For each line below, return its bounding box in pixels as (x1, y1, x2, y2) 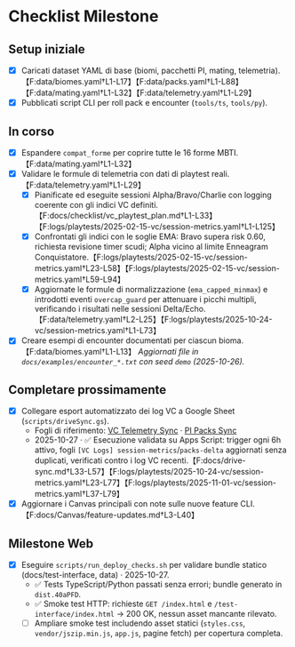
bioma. (218, 335, 244, 346)
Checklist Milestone (8, 6, 159, 27)
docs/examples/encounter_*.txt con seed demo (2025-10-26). (20, 356, 245, 367)
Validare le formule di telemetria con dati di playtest (20, 169, 210, 179)
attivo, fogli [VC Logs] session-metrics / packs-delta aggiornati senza (34, 444, 287, 455)
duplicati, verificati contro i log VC (34, 455, 159, 466)
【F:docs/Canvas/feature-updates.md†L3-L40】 (20, 509, 199, 521)
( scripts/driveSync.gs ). (20, 416, 110, 427)
